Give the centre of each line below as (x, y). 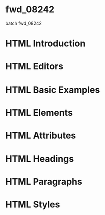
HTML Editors (34, 67)
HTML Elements (39, 113)
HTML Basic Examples (53, 90)
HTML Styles (33, 205)
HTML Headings (40, 159)
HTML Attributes (41, 136)
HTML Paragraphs (44, 182)
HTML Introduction (45, 44)
